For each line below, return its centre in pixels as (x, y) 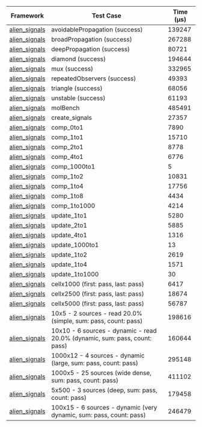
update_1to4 (69, 264)
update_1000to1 (75, 245)
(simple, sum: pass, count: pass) (97, 321)
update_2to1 (69, 225)
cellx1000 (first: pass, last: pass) (97, 284)
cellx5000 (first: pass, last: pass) (97, 304)
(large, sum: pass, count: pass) (94, 363)
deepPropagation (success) (90, 49)
